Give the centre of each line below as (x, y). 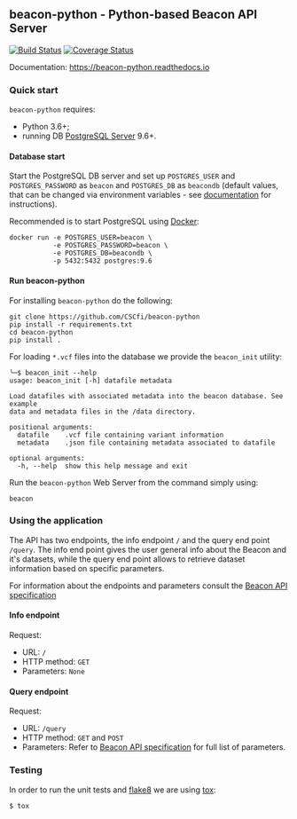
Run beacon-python (47, 280)
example (23, 404)
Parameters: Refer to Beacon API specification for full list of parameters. (154, 747)
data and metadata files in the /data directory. (103, 412)
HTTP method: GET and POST (73, 738)
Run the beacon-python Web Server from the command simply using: (134, 482)
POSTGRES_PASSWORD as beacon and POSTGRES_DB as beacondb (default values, (144, 185)
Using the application (56, 521)
